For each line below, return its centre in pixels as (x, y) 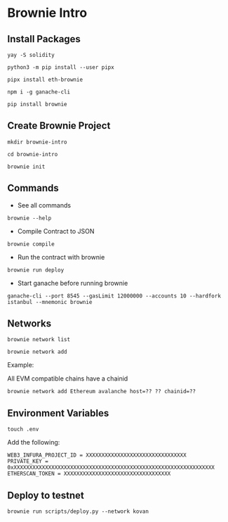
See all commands (44, 205)
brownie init (26, 167)
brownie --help (29, 218)
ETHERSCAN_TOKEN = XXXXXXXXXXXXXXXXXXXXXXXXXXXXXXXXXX (89, 474)
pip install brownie (38, 104)
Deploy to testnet (46, 495)
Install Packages (44, 39)
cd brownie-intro (33, 154)
